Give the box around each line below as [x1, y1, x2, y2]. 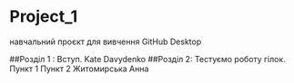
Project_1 [9, 6, 78, 27]
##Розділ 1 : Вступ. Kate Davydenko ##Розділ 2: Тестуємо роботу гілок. [9, 53, 287, 64]
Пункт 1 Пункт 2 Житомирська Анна [9, 63, 149, 74]
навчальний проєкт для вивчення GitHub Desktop [9, 36, 202, 47]
